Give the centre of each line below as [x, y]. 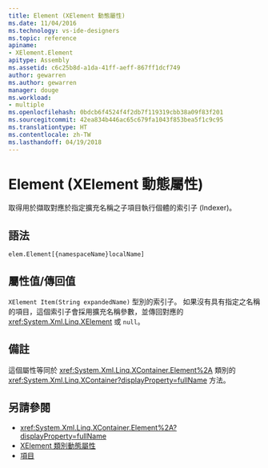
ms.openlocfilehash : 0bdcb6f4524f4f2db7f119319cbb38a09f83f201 [116, 113]
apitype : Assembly [39, 61]
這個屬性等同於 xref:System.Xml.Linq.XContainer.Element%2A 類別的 [122, 370]
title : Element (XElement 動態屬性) [67, 16]
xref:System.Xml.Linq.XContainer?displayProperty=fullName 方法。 [119, 380]
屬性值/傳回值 [42, 281]
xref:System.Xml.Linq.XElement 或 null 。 [76, 322]
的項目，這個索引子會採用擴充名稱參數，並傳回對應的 [96, 312]
